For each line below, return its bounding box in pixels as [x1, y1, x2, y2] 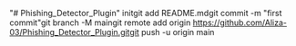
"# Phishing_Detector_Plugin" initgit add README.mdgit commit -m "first [9, 8, 282, 18]
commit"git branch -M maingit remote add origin [9, 17, 191, 28]
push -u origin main [140, 27, 215, 37]
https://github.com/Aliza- [192, 17, 287, 28]
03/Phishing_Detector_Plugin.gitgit [9, 27, 139, 37]
